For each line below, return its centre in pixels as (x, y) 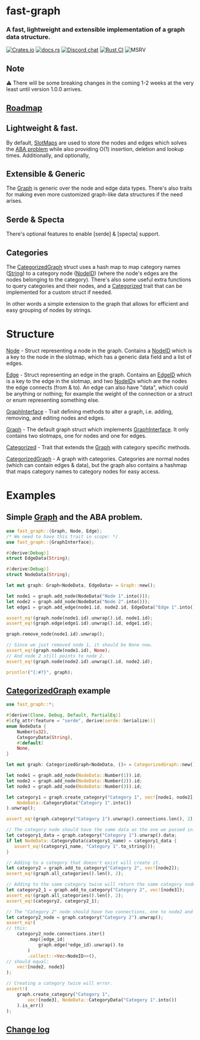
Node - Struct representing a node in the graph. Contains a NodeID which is (99, 350)
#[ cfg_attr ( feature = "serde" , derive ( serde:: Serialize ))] (81, 721)
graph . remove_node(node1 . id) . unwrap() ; (56, 634)
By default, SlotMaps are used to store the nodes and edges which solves (97, 142)
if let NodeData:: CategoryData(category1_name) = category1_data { (92, 841)
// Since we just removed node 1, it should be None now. (79, 645)
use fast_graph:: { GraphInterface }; (50, 542)
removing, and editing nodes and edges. (56, 418)
